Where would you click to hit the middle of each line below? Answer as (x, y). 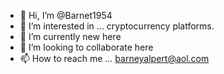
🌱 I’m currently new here (70, 36)
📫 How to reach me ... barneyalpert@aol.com (114, 58)
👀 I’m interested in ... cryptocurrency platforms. (117, 26)
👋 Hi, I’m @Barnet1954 (66, 15)
